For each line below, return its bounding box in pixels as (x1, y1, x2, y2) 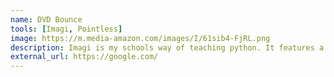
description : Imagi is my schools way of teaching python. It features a (10, 42, 325, 53)
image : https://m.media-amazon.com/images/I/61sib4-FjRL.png (10, 33, 271, 43)
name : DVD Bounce (10, 14, 83, 25)
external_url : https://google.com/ (10, 52, 159, 62)
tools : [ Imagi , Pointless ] (10, 24, 123, 34)
